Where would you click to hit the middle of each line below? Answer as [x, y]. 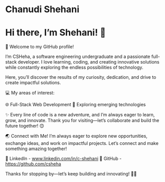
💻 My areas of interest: [30, 93]
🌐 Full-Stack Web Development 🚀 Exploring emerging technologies [76, 105]
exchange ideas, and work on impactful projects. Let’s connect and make [82, 143]
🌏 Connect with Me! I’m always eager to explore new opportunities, [76, 136]
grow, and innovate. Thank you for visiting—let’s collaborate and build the [82, 120]
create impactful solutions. [33, 83]
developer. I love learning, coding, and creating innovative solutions [88, 62]
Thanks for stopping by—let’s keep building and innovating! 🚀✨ [71, 174]
